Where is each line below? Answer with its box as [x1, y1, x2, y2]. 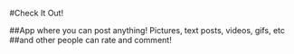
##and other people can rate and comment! [9, 35, 172, 45]
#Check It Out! [9, 8, 64, 18]
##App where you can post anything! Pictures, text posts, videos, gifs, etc [9, 25, 286, 35]
